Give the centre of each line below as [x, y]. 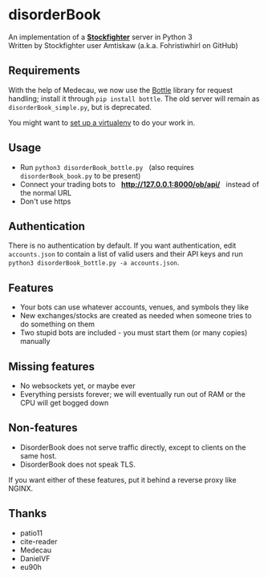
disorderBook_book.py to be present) [80, 176]
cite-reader [39, 541]
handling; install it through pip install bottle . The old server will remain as [134, 99]
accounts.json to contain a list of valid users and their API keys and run [126, 254]
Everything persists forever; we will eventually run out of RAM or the [133, 394]
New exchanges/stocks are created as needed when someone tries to [136, 316]
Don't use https [45, 201]
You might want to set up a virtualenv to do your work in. [102, 123]
